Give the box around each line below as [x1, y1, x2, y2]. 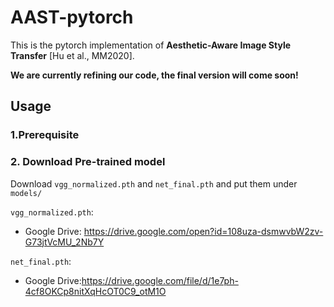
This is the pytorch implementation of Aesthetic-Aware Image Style [10, 39, 292, 51]
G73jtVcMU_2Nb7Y [24, 236, 105, 248]
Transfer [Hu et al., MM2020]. [10, 49, 135, 61]
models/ [10, 188, 43, 198]
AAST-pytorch [10, 6, 134, 29]
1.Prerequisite [10, 128, 80, 142]
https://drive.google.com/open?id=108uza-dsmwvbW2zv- [83, 225, 324, 237]
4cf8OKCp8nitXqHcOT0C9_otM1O [24, 285, 167, 297]
